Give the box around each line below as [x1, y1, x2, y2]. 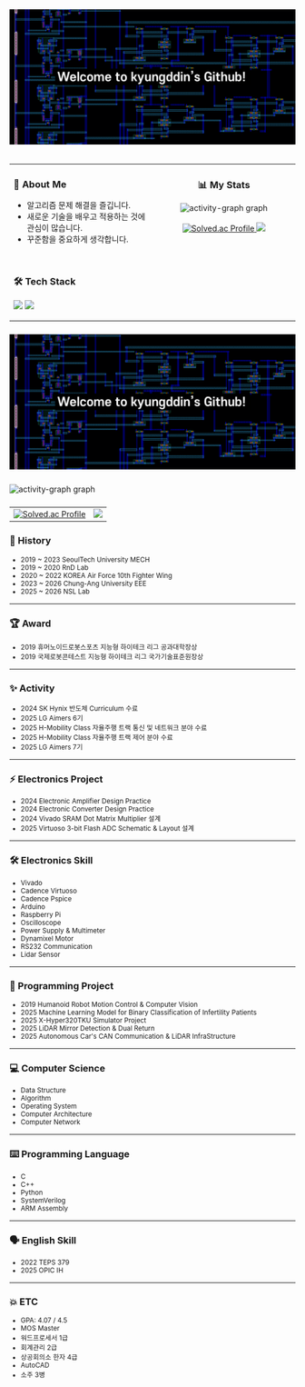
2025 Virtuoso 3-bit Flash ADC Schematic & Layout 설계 [20, 824, 195, 833]
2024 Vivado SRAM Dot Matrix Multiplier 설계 [20, 814, 162, 823]
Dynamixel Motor [20, 933, 74, 943]
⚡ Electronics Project [9, 773, 103, 785]
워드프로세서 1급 [20, 1333, 68, 1343]
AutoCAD [20, 1361, 50, 1371]
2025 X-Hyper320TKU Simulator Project [20, 1016, 147, 1025]
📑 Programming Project [9, 979, 114, 992]
